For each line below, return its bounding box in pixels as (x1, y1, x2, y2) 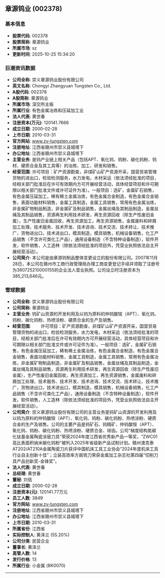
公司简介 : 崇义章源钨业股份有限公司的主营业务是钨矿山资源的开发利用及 (12, 409, 157, 415)
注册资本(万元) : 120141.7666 (12, 119, 69, 125)
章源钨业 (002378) (5, 4, 62, 13)
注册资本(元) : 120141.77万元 (12, 489, 68, 495)
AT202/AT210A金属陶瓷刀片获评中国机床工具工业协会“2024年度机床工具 (12, 446, 159, 452)
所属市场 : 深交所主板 (12, 101, 54, 107)
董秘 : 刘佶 (12, 477, 32, 483)
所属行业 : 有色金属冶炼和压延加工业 (12, 107, 84, 113)
